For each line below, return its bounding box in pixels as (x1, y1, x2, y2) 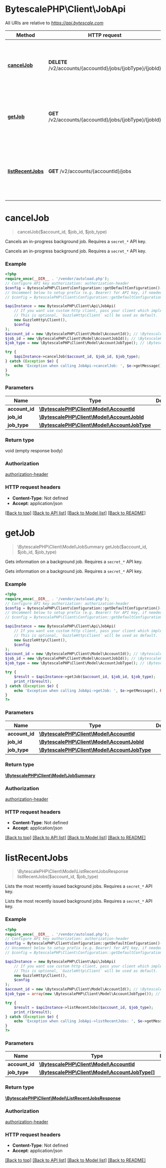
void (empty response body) (5, 448, 63, 454)
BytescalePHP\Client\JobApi (5, 3, 126, 15)
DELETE (48, 59, 68, 65)
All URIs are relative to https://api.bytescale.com (5, 20, 104, 26)
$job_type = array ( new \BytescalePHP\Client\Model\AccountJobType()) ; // (5, 991, 161, 996)
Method (16, 31, 36, 38)
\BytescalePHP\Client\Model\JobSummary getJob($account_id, (17, 544, 148, 550)
